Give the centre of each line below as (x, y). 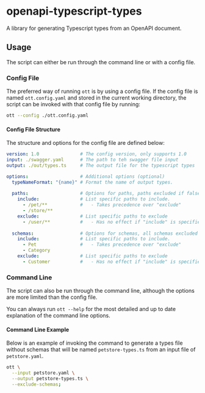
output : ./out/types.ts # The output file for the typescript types (101, 165)
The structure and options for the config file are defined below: (85, 143)
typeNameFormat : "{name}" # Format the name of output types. (92, 182)
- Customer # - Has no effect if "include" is (99, 262)
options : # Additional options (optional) (86, 176)
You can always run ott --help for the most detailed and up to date (91, 309)
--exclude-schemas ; (37, 384)
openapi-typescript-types (74, 11)
